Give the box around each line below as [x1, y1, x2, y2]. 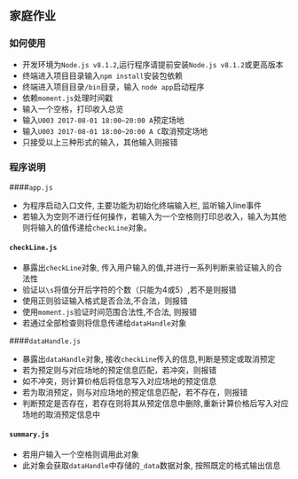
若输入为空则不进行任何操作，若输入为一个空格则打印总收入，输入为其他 [21, 211, 286, 222]
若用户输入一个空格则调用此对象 [21, 449, 139, 459]
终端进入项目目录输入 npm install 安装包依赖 [21, 70, 184, 81]
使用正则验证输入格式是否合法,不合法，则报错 [21, 295, 188, 306]
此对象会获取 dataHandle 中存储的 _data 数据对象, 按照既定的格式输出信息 [21, 460, 281, 471]
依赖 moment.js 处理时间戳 [21, 92, 114, 103]
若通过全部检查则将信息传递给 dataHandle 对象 [21, 318, 187, 328]
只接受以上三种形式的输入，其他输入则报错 [21, 137, 178, 147]
